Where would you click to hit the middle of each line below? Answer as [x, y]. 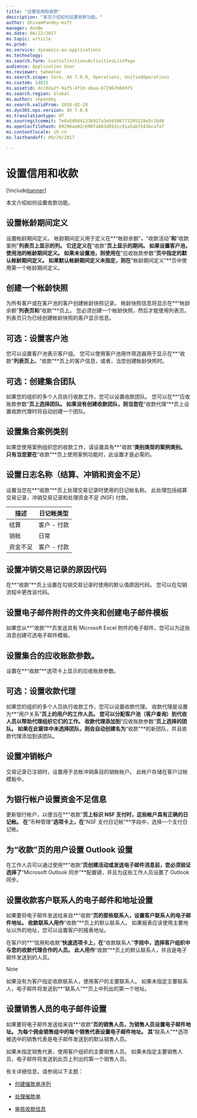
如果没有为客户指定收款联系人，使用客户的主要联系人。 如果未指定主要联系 [97, 981]
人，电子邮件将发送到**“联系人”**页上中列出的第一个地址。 [78, 989]
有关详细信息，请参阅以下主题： [45, 1071]
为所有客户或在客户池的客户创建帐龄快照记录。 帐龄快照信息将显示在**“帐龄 [98, 303]
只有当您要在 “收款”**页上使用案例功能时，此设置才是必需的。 [81, 454]
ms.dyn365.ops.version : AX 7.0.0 [47, 110]
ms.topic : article [29, 39]
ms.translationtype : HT [35, 115]
